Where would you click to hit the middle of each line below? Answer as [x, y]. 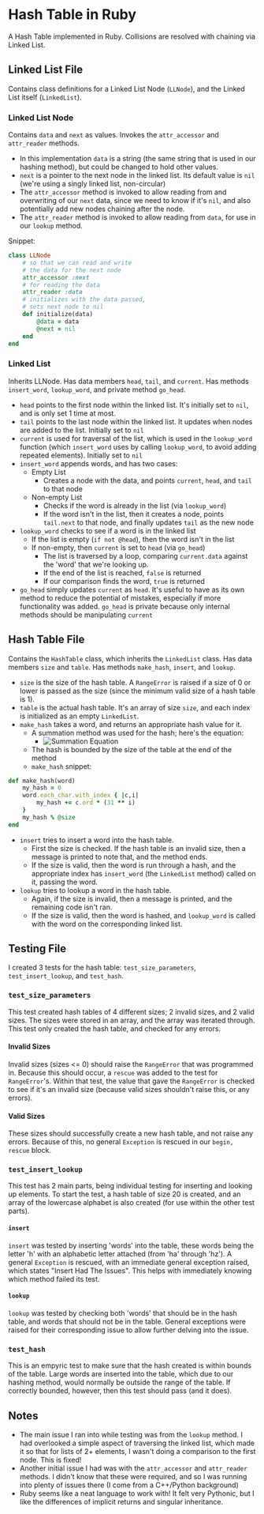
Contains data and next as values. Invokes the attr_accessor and [113, 135]
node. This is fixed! [50, 1459]
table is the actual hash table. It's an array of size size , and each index [135, 707]
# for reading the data [61, 285]
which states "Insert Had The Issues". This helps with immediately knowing [130, 1271]
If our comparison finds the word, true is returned [124, 581]
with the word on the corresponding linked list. [107, 924]
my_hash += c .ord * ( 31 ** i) [86, 803]
